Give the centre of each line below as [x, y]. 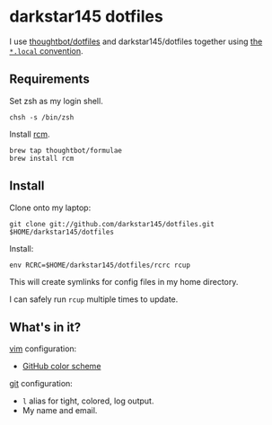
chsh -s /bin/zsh [42, 117]
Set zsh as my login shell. [56, 101]
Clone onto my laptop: [50, 208]
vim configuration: [43, 349]
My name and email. [60, 411]
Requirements [49, 80]
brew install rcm [42, 158]
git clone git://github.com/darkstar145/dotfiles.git [112, 224]
